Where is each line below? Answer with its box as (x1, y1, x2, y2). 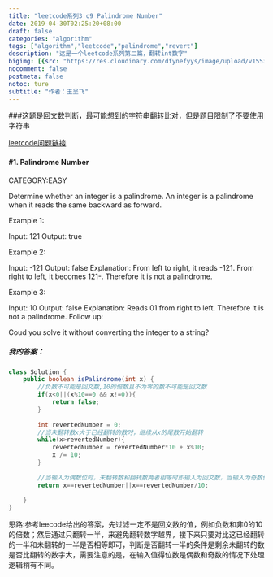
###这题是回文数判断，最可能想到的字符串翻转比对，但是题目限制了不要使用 (8, 111, 264, 120)
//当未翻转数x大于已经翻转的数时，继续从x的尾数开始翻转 (37, 428, 204, 436)
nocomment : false (8, 65, 67, 73)
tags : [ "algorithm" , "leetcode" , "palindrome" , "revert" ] (8, 42, 198, 50)
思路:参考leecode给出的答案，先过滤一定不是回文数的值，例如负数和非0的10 (8, 519, 263, 529)
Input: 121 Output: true (8, 231, 83, 241)
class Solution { (8, 367, 67, 376)
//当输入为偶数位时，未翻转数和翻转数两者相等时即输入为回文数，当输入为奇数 (37, 473, 262, 482)
